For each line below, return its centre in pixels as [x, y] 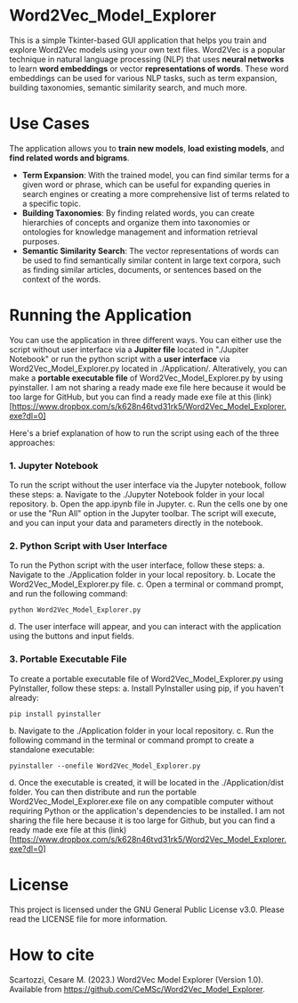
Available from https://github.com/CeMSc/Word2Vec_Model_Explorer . [137, 989]
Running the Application [101, 315]
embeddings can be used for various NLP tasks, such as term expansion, [143, 78]
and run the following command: [68, 594]
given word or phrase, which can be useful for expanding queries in [146, 185]
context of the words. [61, 279]
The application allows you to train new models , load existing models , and [147, 148]
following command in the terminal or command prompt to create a [132, 740]
